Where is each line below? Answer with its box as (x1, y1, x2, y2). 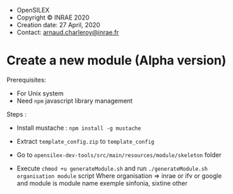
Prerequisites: (6, 75, 47, 84)
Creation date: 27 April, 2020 (16, 21, 100, 29)
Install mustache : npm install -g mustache (16, 124, 141, 132)
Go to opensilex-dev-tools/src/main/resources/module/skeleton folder (16, 150, 222, 159)
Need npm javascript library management (16, 96, 133, 105)
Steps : (6, 110, 27, 118)
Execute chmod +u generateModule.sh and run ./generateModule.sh (16, 164, 209, 172)
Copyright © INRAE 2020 (16, 13, 90, 22)
